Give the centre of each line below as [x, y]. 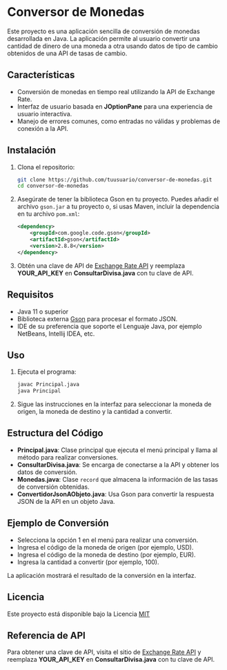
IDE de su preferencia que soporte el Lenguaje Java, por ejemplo [109, 326]
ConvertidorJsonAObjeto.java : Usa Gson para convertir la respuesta [116, 494]
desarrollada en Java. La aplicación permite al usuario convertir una [103, 38]
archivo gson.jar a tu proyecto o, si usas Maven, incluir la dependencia [118, 207]
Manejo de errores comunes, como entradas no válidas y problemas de [119, 121]
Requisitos [30, 295]
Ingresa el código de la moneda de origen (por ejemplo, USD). [105, 547]
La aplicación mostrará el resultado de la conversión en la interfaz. [102, 575]
